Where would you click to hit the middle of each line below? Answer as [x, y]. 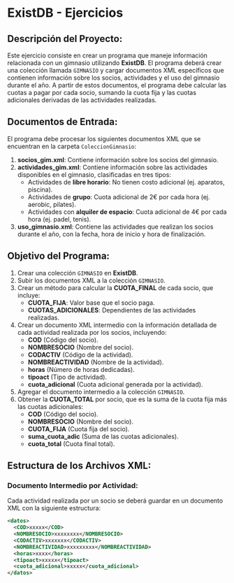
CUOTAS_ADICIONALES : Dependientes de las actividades [112, 310]
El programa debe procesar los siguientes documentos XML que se [104, 138]
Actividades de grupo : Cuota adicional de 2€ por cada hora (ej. [119, 196]
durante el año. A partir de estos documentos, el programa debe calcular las [117, 85]
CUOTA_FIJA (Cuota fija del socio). [79, 429]
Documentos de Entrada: [63, 122]
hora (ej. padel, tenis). [59, 219]
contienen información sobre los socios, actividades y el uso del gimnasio [114, 78]
